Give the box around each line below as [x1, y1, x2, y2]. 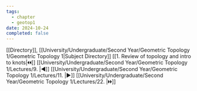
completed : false [6, 31, 49, 36]
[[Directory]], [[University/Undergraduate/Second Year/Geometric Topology [6, 46, 190, 53]
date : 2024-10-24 [6, 25, 49, 31]
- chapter [11, 14, 35, 20]
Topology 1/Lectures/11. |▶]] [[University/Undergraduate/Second [6, 72, 163, 79]
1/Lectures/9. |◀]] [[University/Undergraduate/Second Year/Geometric [6, 66, 178, 73]
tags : [6, 8, 19, 15]
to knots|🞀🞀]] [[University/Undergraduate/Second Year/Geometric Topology [6, 59, 188, 66]
